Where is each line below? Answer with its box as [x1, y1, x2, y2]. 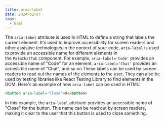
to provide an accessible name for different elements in [5, 50, 118, 56]
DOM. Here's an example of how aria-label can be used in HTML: [5, 82, 141, 88]
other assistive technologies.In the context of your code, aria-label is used [5, 45, 159, 51]
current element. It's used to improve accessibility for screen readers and [5, 40, 155, 46]
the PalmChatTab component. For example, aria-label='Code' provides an [5, 55, 155, 61]
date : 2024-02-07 [5, 12, 41, 17]
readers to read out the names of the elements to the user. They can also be [5, 71, 160, 77]
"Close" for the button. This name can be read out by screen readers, [5, 105, 147, 111]
